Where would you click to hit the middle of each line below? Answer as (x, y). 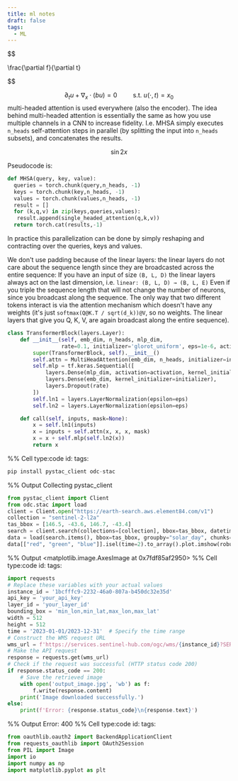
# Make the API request (42, 651)
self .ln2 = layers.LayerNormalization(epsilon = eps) (111, 405)
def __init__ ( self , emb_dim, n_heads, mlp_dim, (91, 339)
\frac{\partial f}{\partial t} (44, 67)
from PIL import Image (41, 750)
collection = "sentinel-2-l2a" (53, 518)
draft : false (27, 21)
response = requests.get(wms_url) (58, 657)
